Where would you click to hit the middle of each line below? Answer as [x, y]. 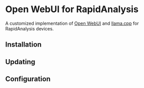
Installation [23, 45]
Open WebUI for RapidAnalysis [72, 9]
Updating [20, 62]
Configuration [28, 79]
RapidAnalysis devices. [30, 28]
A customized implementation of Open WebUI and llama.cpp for [72, 23]
